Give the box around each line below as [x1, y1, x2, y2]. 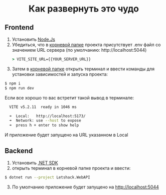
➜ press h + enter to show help [9, 123, 79, 128]
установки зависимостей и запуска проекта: [12, 71, 108, 77]
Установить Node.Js [12, 36, 56, 42]
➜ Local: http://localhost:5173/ [9, 114, 86, 119]
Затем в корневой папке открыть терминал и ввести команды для [12, 66, 155, 72]
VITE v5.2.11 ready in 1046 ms [9, 104, 77, 110]
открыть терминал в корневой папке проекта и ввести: [12, 165, 131, 171]
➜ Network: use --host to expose [9, 118, 81, 123]
